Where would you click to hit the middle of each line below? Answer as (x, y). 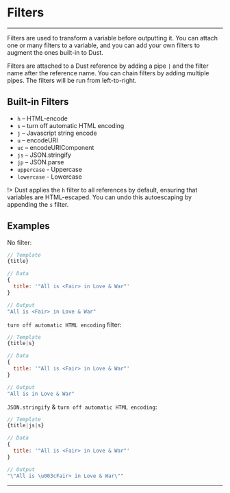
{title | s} (21, 344)
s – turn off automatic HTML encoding (71, 125)
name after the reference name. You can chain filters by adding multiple (108, 73)
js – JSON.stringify (44, 155)
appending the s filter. (38, 204)
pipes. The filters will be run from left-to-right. (72, 80)
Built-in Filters (38, 102)
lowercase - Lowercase (49, 177)
